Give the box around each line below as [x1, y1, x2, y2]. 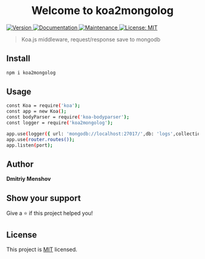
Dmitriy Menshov [6, 175, 51, 183]
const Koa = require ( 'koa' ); [6, 103, 81, 109]
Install [6, 53, 31, 64]
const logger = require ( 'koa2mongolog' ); [6, 120, 113, 126]
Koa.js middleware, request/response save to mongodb [21, 35, 160, 43]
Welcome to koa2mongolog [31, 4, 174, 18]
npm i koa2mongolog [6, 70, 56, 76]
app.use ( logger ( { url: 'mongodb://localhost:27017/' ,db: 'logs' [6, 131, 173, 137]
